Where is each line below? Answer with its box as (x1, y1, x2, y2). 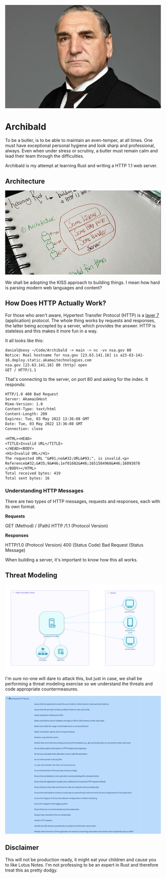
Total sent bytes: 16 (5, 475, 50, 481)
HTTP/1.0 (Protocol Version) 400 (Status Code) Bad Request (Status (5, 542, 144, 548)
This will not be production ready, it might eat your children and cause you (5, 856, 157, 863)
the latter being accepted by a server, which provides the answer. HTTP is (5, 323, 156, 328)
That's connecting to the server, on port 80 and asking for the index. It (5, 376, 148, 382)
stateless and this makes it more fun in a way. (5, 328, 98, 334)
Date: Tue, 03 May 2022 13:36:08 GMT (5, 421, 83, 426)
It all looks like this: (5, 337, 44, 343)
